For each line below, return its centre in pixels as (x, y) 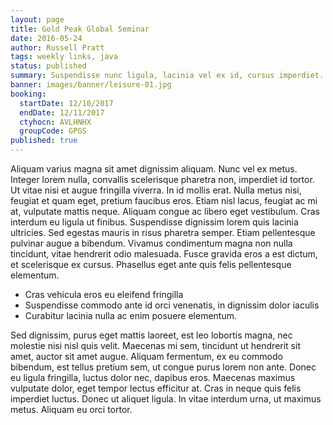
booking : (28, 94)
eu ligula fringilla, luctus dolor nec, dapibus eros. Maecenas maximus (153, 377)
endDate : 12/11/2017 (62, 112)
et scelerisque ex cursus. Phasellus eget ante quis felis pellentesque (151, 264)
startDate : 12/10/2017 (66, 103)
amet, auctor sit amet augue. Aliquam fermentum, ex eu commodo (146, 356)
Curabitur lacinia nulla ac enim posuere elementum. (131, 315)
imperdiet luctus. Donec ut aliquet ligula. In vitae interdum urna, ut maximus (166, 399)
